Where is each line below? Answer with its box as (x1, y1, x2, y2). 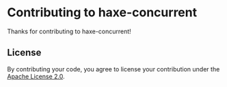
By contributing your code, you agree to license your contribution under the (7, 65, 220, 73)
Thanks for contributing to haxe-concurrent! (7, 27, 131, 35)
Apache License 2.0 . (7, 72, 65, 80)
